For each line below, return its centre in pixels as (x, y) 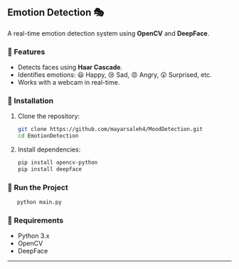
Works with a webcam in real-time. (69, 83)
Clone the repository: (49, 116)
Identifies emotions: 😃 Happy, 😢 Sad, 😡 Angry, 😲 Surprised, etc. (115, 75)
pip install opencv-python (58, 163)
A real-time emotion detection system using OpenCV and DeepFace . (108, 33)
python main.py (39, 202)
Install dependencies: (49, 149)
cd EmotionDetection (48, 136)
